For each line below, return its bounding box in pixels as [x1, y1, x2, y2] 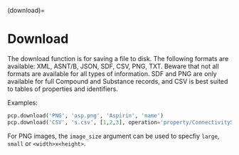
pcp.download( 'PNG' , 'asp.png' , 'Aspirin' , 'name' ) [7, 112, 164, 119]
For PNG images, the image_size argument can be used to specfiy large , [7, 132, 220, 140]
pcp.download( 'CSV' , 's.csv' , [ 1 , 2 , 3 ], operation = [7, 119, 161, 126]
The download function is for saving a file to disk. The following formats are [7, 54, 229, 63]
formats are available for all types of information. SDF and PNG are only [7, 69, 217, 77]
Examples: [7, 98, 38, 107]
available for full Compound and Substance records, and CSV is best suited [7, 77, 228, 85]
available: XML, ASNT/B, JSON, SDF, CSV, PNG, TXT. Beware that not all [7, 62, 219, 70]
